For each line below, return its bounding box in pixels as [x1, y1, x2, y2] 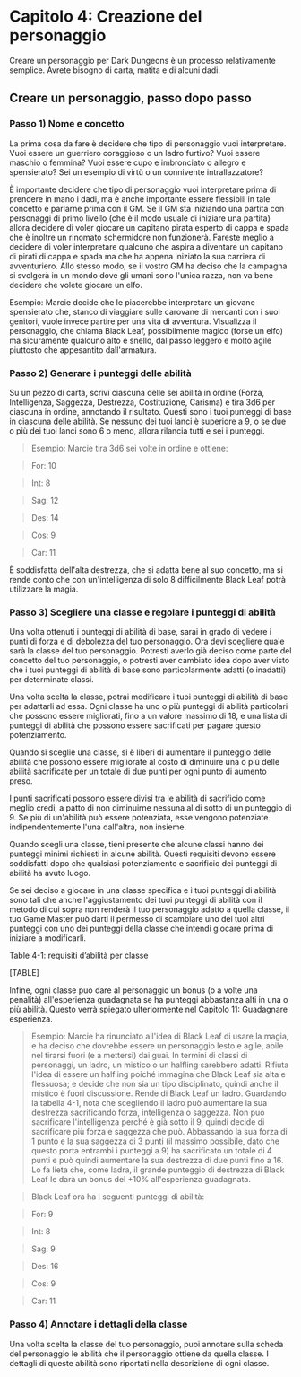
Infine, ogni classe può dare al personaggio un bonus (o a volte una [9, 985, 258, 995]
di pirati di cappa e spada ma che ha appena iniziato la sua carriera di [9, 250, 266, 261]
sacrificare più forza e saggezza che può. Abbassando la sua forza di [30, 1127, 288, 1137]
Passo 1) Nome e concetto [9, 118, 125, 130]
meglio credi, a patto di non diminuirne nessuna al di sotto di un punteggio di [9, 803, 292, 813]
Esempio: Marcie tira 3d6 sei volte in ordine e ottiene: [30, 443, 228, 453]
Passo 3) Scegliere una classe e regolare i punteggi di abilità [9, 606, 276, 618]
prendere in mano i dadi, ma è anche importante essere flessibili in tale [9, 193, 271, 204]
